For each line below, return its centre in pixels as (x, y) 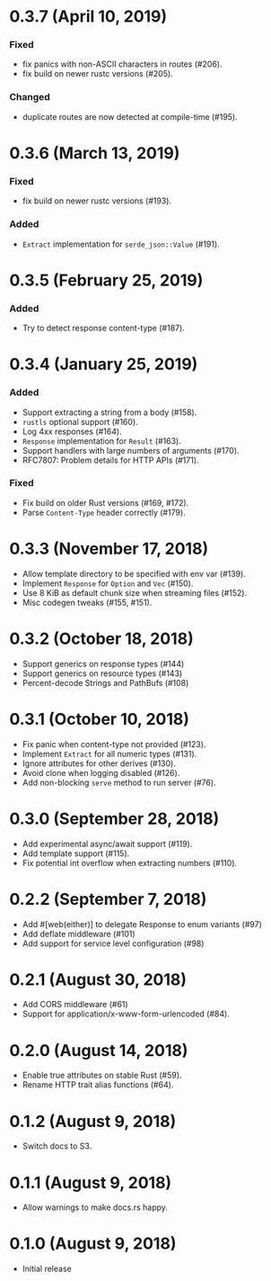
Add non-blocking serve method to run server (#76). (119, 782)
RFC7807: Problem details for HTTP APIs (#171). (110, 460)
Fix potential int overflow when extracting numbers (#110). (130, 862)
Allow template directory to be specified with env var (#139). (134, 573)
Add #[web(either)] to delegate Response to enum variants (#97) (142, 924)
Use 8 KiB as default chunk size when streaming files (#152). (135, 592)
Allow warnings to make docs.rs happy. (95, 1207)
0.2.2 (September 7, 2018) (108, 899)
